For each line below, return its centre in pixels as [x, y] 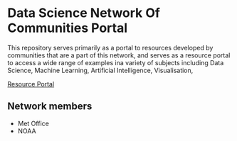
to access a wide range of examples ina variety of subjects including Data [116, 62]
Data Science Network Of [84, 13]
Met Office [33, 123]
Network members [50, 107]
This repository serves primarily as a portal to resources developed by [110, 47]
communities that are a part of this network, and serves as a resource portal [119, 55]
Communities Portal [68, 28]
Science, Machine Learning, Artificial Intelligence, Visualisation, [100, 70]
